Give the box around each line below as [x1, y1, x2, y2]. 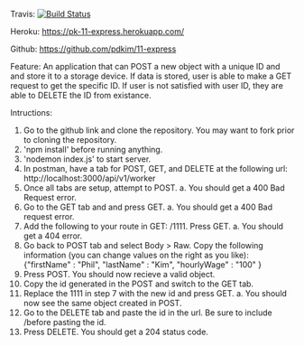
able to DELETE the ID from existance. [10, 90, 152, 100]
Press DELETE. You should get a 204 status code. [23, 326, 208, 337]
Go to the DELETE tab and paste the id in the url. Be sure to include [23, 307, 273, 318]
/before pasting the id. [23, 317, 106, 327]
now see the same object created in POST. [23, 298, 182, 308]
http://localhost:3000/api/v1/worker [23, 173, 156, 183]
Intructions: [10, 108, 53, 117]
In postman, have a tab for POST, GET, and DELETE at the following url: [23, 164, 288, 173]
